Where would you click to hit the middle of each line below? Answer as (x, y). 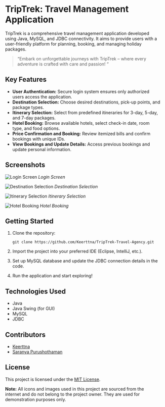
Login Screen (52, 177)
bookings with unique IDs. (39, 139)
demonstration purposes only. (36, 399)
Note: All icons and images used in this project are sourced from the (75, 389)
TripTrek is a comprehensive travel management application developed (77, 33)
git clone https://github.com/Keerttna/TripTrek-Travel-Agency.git (83, 242)
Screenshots (25, 165)
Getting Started (29, 221)
